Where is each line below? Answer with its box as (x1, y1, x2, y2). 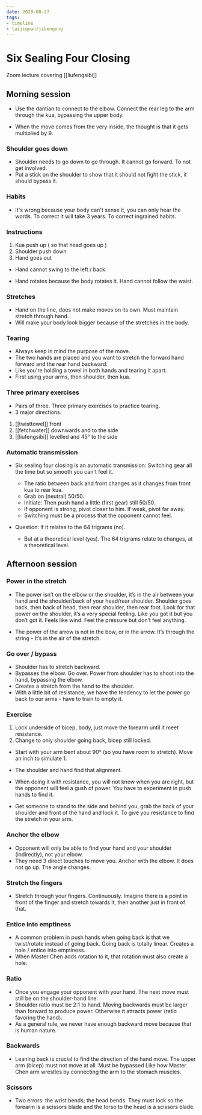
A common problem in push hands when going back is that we (14, 934, 170, 941)
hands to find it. (14, 791, 54, 799)
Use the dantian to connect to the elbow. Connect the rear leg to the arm (14, 105, 195, 112)
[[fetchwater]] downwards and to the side (14, 426, 118, 434)
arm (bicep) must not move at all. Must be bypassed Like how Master (14, 1061, 186, 1069)
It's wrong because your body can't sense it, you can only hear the (14, 206, 182, 213)
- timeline (6, 20, 34, 26)
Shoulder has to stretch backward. (14, 664, 101, 671)
